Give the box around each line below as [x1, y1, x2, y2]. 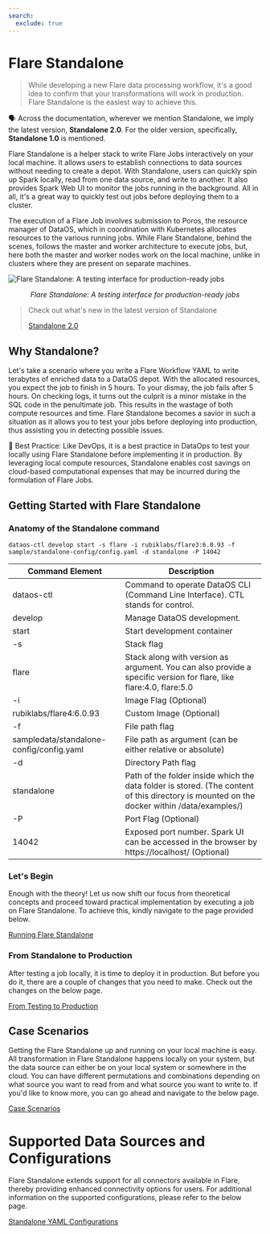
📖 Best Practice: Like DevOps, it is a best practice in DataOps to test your [8, 441, 251, 451]
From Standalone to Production [8, 950, 133, 961]
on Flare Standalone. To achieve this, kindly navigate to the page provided [8, 906, 254, 916]
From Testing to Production [8, 1001, 99, 1011]
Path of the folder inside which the [125, 769, 255, 781]
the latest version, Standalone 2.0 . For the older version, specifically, [8, 125, 238, 135]
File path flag [125, 720, 174, 732]
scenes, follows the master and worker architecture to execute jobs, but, [8, 242, 248, 252]
